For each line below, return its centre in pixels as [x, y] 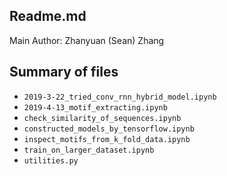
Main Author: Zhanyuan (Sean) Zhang [87, 40]
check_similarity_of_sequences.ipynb [102, 118]
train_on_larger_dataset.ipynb [89, 150]
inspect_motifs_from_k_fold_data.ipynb [107, 139]
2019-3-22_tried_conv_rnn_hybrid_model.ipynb [120, 97]
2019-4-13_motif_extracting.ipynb [95, 107]
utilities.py [51, 160]
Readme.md [48, 16]
